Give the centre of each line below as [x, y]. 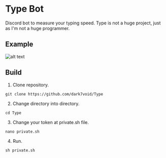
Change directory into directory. [46, 103]
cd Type [13, 113]
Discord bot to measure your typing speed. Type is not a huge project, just [83, 23]
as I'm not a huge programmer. [38, 28]
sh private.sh [20, 150]
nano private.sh [22, 132]
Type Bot [25, 9]
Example [19, 44]
